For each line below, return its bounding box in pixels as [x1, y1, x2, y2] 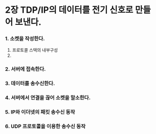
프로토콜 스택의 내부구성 [12, 47, 58, 53]
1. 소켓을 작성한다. [5, 35, 45, 42]
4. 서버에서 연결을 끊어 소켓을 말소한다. [5, 95, 91, 101]
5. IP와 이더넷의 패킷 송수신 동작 [5, 109, 75, 115]
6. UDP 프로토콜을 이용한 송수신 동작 [5, 123, 86, 130]
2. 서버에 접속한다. [5, 66, 46, 73]
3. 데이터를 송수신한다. [5, 80, 55, 87]
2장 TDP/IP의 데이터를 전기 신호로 [5, 4, 134, 16]
